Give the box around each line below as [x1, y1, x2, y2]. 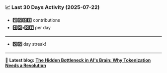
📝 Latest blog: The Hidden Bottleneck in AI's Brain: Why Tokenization [5, 57, 151, 63]
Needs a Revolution [5, 63, 46, 69]
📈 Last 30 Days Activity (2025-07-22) [5, 3, 100, 10]
